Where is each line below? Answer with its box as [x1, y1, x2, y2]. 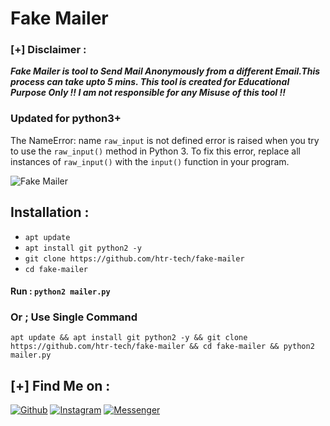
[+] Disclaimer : [10, 43, 87, 57]
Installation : [10, 204, 90, 221]
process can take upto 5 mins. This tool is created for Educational [10, 76, 290, 88]
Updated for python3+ [10, 112, 122, 126]
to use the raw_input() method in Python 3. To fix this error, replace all [10, 145, 301, 157]
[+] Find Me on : [10, 377, 111, 394]
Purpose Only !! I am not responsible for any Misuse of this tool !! [10, 87, 286, 99]
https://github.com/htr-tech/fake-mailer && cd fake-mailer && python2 [10, 342, 315, 352]
